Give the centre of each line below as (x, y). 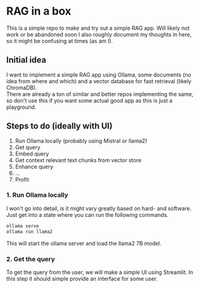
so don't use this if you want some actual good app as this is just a (89, 100)
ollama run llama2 (29, 231)
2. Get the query (31, 259)
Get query (28, 147)
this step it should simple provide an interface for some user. (82, 278)
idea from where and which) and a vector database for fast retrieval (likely (99, 81)
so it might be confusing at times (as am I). (60, 41)
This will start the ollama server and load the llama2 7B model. (84, 243)
